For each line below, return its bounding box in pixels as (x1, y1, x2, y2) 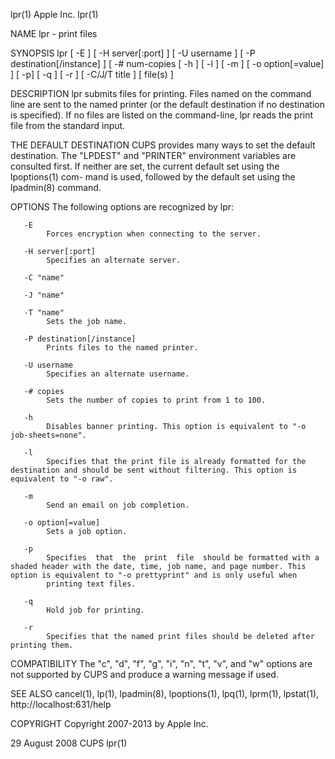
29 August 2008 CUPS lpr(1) (10, 737, 128, 749)
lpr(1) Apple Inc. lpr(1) (10, 9, 99, 20)
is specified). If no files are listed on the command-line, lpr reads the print (10, 109, 314, 121)
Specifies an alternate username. (46, 369, 190, 379)
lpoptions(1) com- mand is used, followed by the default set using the (10, 171, 296, 183)
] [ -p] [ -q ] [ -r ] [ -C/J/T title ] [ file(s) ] (10, 69, 174, 80)
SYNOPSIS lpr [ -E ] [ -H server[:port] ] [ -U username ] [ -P (10, 47, 256, 59)
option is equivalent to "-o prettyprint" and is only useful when (10, 570, 298, 580)
